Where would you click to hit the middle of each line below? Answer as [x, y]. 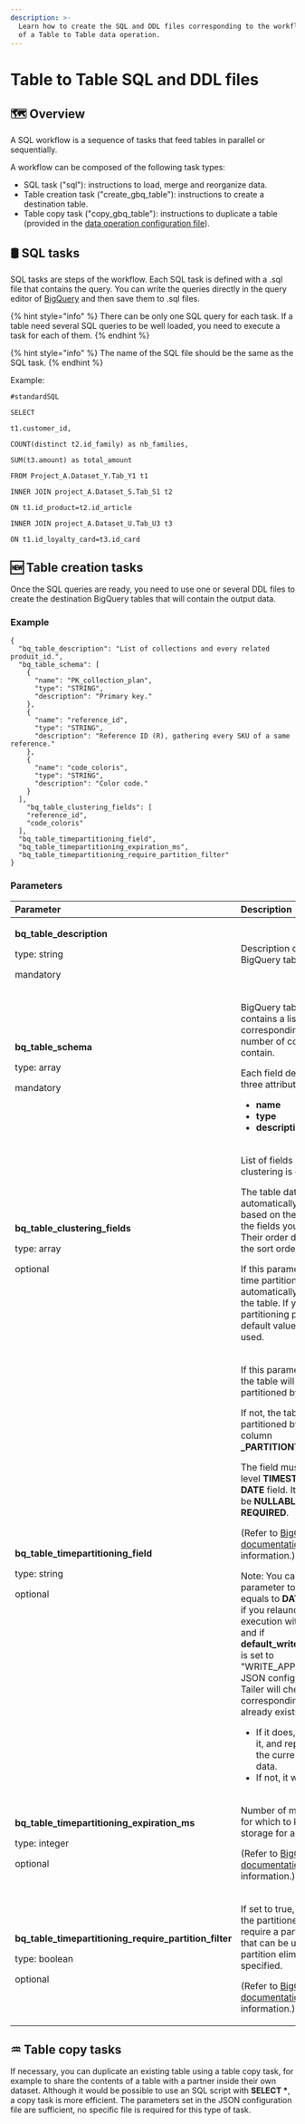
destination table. [56, 204]
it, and [269, 1743]
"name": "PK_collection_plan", [93, 681]
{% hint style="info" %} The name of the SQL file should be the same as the [152, 353]
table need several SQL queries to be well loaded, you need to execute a [145, 326]
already [257, 1712]
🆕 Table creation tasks [77, 567]
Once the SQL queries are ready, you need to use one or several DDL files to [153, 589]
